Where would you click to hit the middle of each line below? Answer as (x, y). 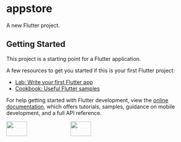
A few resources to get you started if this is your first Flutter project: (91, 70)
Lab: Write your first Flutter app (54, 82)
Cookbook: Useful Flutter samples (57, 88)
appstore (29, 9)
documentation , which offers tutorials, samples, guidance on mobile (91, 106)
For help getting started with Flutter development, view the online (87, 100)
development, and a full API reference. (54, 113)
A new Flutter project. (33, 25)
